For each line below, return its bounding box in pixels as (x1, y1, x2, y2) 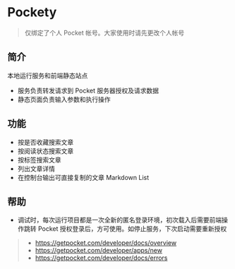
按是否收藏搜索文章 (17, 138, 74, 146)
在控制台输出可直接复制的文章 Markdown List (17, 173, 150, 181)
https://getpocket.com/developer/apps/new (35, 246, 162, 255)
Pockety (7, 4, 57, 20)
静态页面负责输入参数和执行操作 (17, 95, 111, 103)
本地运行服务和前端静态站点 (7, 71, 88, 80)
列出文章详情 (17, 164, 55, 173)
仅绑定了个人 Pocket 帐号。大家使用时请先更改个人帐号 (24, 28, 185, 37)
